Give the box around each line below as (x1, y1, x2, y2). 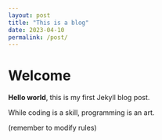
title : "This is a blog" (8, 19, 89, 27)
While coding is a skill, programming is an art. (8, 108, 155, 117)
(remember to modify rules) (8, 123, 97, 133)
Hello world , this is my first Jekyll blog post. (8, 93, 150, 102)
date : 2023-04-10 (8, 26, 65, 34)
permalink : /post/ (8, 33, 68, 41)
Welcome (8, 67, 71, 84)
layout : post (8, 11, 51, 20)
